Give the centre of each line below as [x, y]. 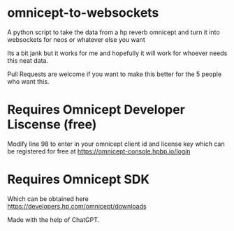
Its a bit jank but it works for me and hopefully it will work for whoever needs [117, 53]
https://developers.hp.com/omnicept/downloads [77, 206]
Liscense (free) [52, 125]
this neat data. [28, 60]
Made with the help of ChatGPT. [53, 219]
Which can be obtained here [48, 199]
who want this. [28, 81]
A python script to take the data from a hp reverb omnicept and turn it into [114, 32]
